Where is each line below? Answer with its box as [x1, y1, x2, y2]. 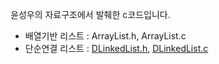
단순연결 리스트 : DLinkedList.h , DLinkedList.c [24, 43, 209, 54]
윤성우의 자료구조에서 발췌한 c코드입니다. [10, 9, 171, 20]
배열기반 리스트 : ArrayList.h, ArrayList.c [24, 30, 187, 42]
